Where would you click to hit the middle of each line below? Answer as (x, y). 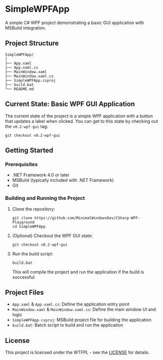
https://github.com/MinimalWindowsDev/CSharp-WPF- (87, 218)
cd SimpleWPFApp (29, 226)
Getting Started (29, 150)
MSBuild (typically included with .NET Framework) (63, 180)
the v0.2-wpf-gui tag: (27, 126)
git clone (22, 218)
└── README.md (20, 89)
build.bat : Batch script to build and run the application (68, 325)
